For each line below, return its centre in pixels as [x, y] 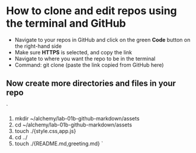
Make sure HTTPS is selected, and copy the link [73, 52]
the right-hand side [38, 46]
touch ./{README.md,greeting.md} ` [59, 144]
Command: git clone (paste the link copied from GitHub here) [89, 65]
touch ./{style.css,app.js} [45, 131]
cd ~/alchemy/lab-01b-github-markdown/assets [73, 125]
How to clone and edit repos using [92, 11]
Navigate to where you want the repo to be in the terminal [85, 58]
